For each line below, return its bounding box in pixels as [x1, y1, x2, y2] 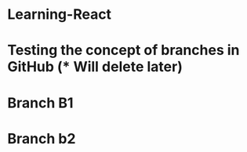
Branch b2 [7, 129, 76, 147]
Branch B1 [7, 94, 74, 111]
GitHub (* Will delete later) [7, 58, 183, 76]
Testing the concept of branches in [7, 42, 240, 60]
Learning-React [7, 5, 111, 24]
